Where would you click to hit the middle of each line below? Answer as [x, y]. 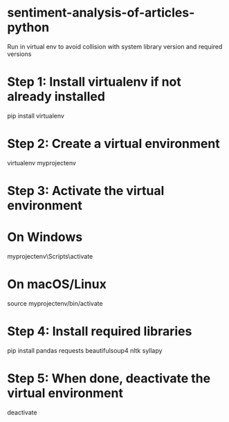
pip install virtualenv [36, 116]
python [28, 27]
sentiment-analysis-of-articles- [101, 13]
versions [19, 54]
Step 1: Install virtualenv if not [94, 82]
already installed [56, 97]
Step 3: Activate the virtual [86, 191]
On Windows [45, 237]
